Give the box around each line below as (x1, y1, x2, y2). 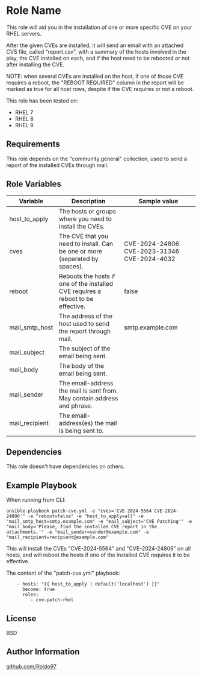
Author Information (6, 646, 80, 657)
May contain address (59, 394, 118, 402)
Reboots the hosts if (59, 272, 115, 280)
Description (71, 197, 106, 205)
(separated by (59, 254, 99, 263)
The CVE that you (59, 232, 109, 240)
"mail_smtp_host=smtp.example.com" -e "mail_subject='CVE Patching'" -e (6, 519, 192, 525)
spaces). (59, 262, 84, 270)
